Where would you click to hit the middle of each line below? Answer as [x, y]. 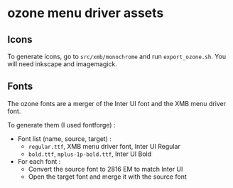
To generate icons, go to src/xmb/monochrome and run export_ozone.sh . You [116, 56]
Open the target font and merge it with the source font [107, 177]
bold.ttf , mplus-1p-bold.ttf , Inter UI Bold [90, 154]
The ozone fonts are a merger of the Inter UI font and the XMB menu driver [116, 103]
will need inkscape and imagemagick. [62, 64]
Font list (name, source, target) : [65, 139]
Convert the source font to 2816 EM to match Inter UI [105, 169]
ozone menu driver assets [86, 13]
